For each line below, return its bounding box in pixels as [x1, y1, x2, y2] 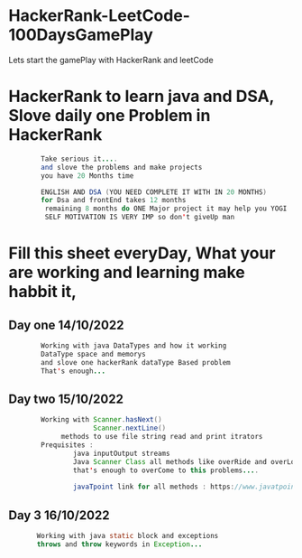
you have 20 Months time [41, 171, 134, 181]
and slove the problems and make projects [41, 163, 203, 172]
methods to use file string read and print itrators [60, 432, 263, 442]
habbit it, [8, 282, 78, 302]
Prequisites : [41, 440, 94, 450]
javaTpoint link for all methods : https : [72, 482, 235, 492]
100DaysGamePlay [8, 24, 154, 45]
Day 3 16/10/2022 [8, 507, 110, 523]
